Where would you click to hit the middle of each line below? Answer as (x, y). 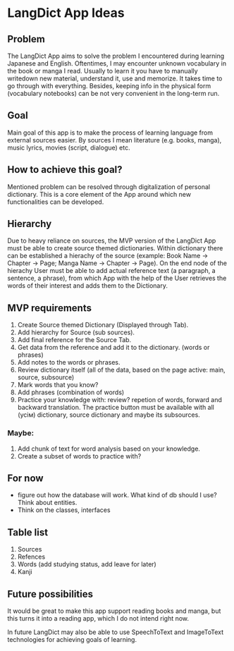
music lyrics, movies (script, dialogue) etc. (69, 147)
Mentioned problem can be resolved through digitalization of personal (109, 187)
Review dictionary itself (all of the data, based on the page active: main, (121, 370)
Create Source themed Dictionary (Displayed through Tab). (103, 325)
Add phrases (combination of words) (71, 392)
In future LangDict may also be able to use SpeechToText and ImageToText (116, 632)
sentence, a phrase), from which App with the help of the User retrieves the (117, 278)
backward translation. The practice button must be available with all (116, 408)
